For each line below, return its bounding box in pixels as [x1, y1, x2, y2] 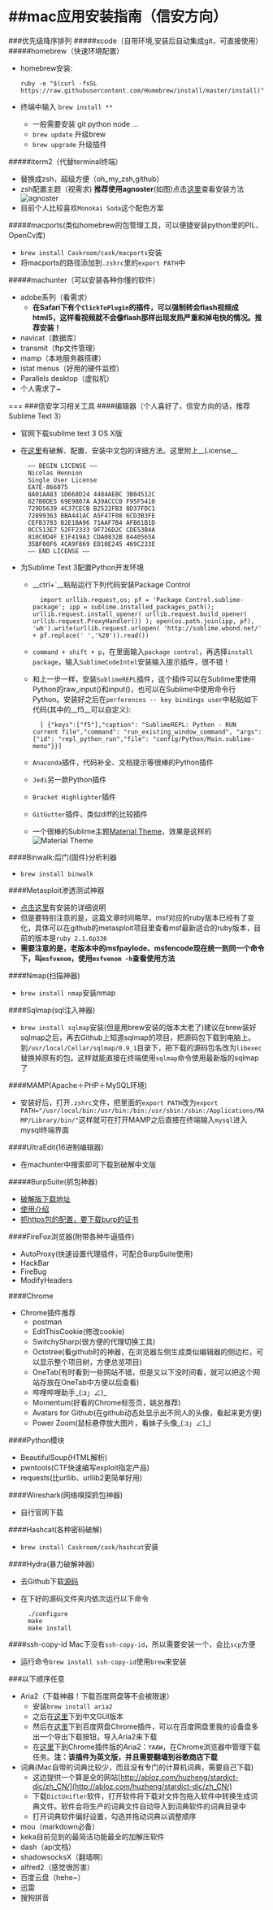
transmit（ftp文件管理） [19, 343, 100, 353]
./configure [28, 1609, 68, 1618]
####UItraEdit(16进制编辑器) [8, 1142, 104, 1152]
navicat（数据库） [19, 332, 81, 342]
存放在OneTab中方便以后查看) [39, 1377, 140, 1387]
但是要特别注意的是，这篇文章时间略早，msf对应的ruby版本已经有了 [19, 912, 248, 922]
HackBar [19, 1258, 50, 1267]
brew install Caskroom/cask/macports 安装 [19, 247, 162, 257]
